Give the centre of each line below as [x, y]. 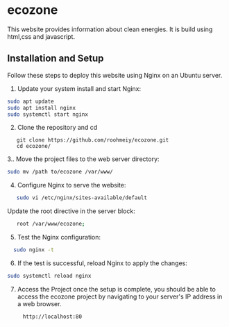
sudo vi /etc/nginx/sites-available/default [82, 198]
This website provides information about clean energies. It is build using [110, 29]
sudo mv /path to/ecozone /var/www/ [60, 172]
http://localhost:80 [52, 317]
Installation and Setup [56, 59]
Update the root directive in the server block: [71, 211]
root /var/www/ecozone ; [51, 224]
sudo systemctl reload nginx [49, 276]
